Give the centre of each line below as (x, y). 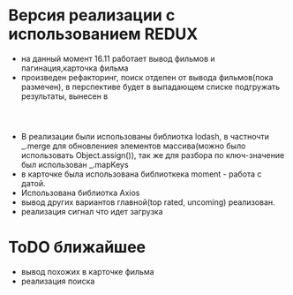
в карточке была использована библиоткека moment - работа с (141, 174)
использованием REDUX (103, 34)
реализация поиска (58, 281)
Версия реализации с (92, 15)
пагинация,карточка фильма (75, 68)
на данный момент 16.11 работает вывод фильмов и (118, 58)
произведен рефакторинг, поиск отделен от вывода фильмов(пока (147, 77)
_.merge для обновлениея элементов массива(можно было (133, 146)
